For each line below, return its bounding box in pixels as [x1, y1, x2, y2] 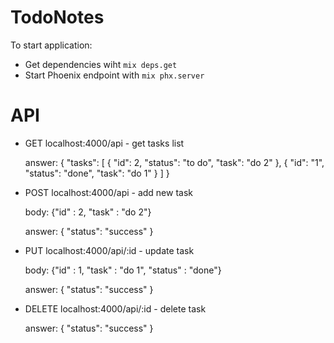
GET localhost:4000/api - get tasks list [24, 137, 185, 149]
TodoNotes [10, 6, 105, 29]
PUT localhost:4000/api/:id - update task [24, 244, 195, 256]
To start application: [10, 39, 93, 51]
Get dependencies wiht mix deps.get [24, 58, 178, 70]
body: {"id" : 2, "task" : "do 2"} [24, 206, 152, 218]
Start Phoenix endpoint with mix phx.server [24, 69, 205, 81]
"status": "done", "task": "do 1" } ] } [24, 167, 170, 179]
